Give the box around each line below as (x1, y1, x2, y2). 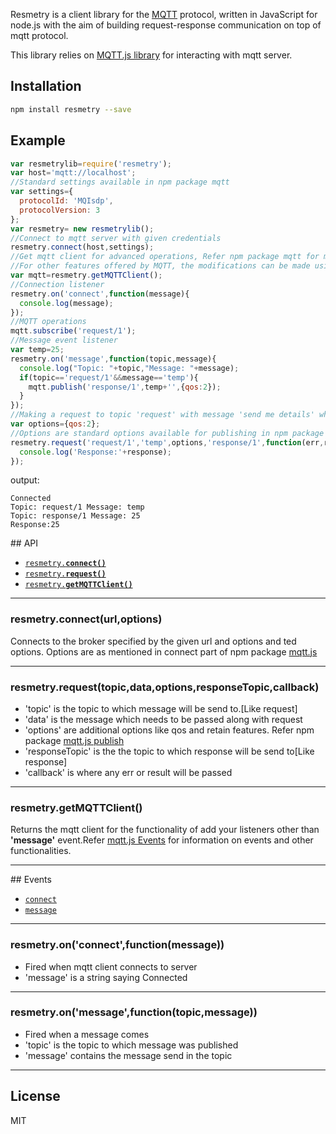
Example (10, 132, 66, 149)
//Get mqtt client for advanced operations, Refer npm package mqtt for (10, 252, 320, 262)
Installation (10, 78, 82, 95)
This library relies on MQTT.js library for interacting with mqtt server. (10, 49, 293, 61)
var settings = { (10, 187, 74, 197)
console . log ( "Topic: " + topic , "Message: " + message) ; (19, 363, 240, 373)
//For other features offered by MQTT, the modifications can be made (10, 261, 311, 271)
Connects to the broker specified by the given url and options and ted (10, 635, 297, 647)
